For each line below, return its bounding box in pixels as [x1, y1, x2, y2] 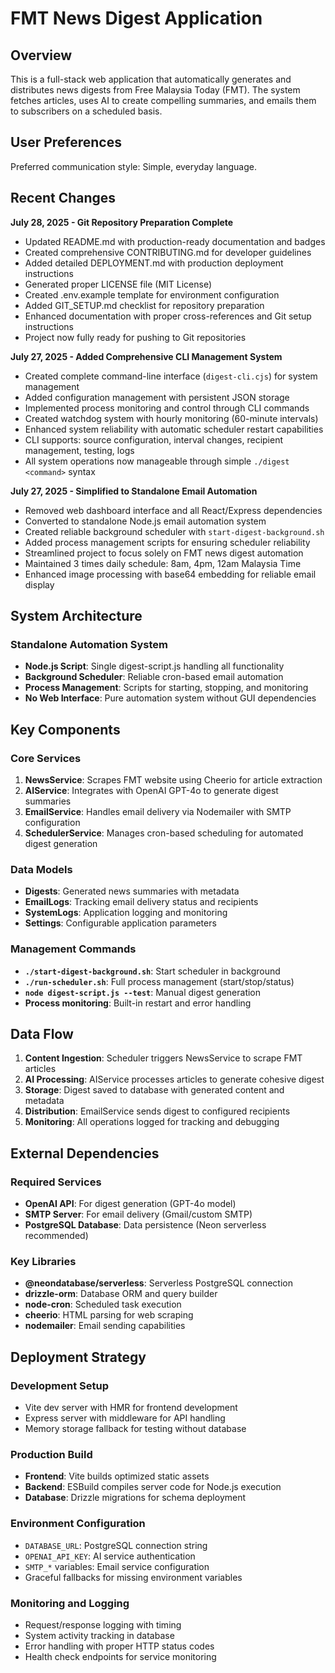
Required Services [10, 1175, 102, 1189]
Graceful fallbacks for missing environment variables [24, 1571, 243, 1583]
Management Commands [10, 942, 137, 956]
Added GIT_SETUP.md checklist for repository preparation [24, 299, 265, 311]
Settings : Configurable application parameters [24, 917, 217, 929]
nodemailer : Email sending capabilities [24, 1320, 186, 1332]
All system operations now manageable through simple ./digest [24, 455, 290, 467]
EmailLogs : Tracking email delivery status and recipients [24, 896, 259, 908]
